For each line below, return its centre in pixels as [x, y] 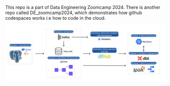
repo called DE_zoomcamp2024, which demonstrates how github [74, 13]
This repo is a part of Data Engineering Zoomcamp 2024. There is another [83, 7]
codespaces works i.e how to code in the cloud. [55, 18]
